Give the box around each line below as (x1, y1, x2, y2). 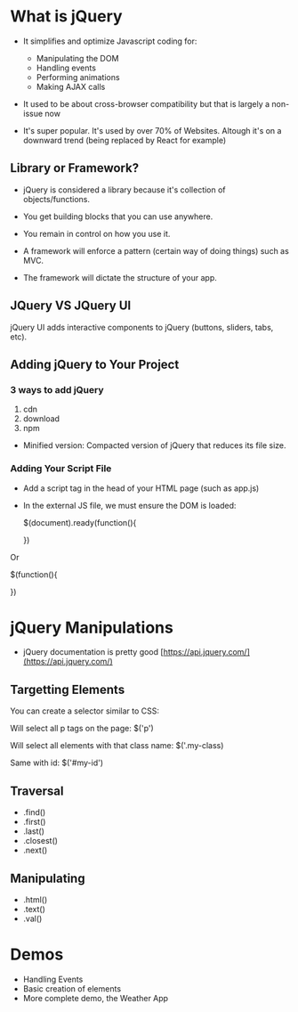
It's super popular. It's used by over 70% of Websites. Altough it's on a (22, 125, 282, 135)
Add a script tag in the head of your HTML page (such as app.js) (22, 483, 260, 494)
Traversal (10, 783, 64, 798)
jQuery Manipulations (10, 617, 174, 638)
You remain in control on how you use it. (22, 228, 171, 239)
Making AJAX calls (36, 81, 106, 92)
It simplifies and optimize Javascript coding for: (22, 36, 197, 46)
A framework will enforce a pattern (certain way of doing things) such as (22, 245, 290, 256)
